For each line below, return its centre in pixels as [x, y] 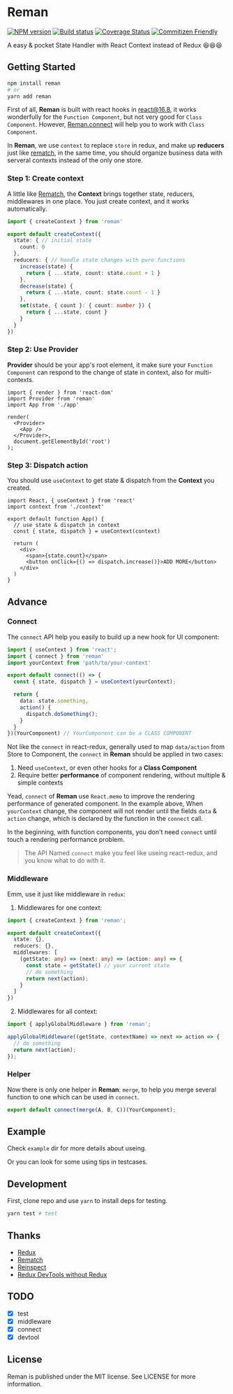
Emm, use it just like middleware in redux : [66, 894]
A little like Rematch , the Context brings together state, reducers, [101, 194]
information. [25, 1384]
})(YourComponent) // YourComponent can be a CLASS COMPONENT [99, 733]
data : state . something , [54, 701]
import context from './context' [56, 507]
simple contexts [40, 783]
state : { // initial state [53, 241]
